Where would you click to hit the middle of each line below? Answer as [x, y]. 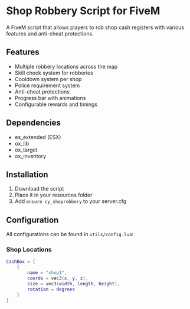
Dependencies [33, 123]
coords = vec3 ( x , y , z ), [58, 279]
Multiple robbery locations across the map [66, 66]
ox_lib [22, 143]
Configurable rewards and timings [56, 104]
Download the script [39, 189]
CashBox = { [21, 262]
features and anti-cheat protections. [50, 33]
